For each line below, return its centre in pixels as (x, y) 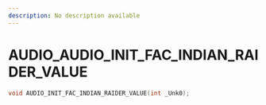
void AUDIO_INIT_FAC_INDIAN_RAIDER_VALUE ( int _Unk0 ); (99, 93)
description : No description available (74, 16)
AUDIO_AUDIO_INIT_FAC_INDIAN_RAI (133, 54)
